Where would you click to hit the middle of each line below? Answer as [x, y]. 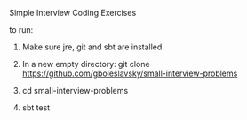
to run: [21, 30]
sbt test [36, 108]
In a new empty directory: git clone [86, 64]
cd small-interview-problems [75, 90]
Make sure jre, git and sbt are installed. [93, 47]
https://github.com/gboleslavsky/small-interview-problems [130, 73]
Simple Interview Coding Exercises [73, 13]
